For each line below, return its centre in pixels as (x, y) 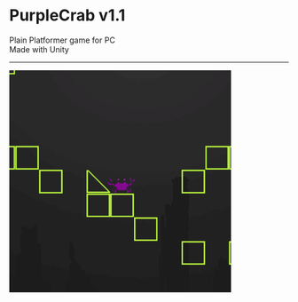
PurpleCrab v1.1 (67, 16)
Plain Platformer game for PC (62, 40)
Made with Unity (39, 49)
